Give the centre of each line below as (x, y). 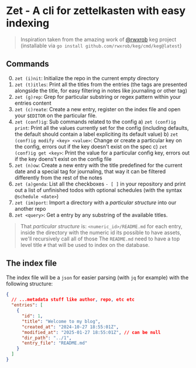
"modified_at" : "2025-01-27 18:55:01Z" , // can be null (91, 332)
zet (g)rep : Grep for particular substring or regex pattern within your (98, 97)
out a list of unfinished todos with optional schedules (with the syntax (98, 190)
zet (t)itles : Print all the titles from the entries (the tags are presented (101, 84)
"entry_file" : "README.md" (54, 343)
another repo (30, 208)
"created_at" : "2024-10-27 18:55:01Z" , (70, 327)
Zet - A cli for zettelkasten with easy (96, 11)
